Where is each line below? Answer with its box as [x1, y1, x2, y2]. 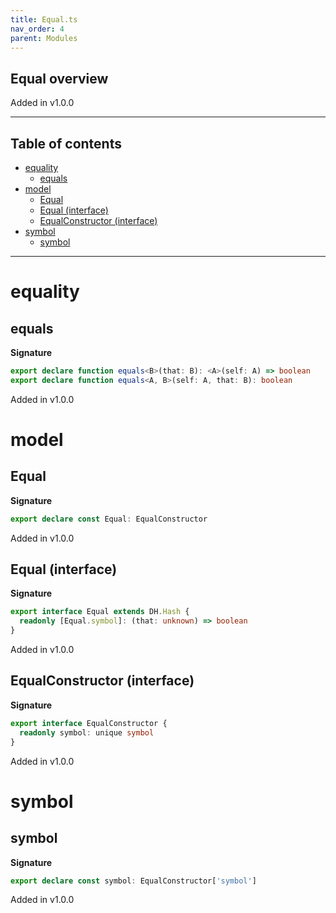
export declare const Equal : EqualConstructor [10, 514, 208, 524]
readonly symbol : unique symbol [19, 727, 155, 738]
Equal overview [10, 70, 109, 87]
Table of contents [10, 135, 122, 152]
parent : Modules [10, 33, 78, 43]
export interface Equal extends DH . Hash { [10, 607, 190, 617]
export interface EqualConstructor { [10, 718, 168, 728]
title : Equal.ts [10, 14, 78, 25]
